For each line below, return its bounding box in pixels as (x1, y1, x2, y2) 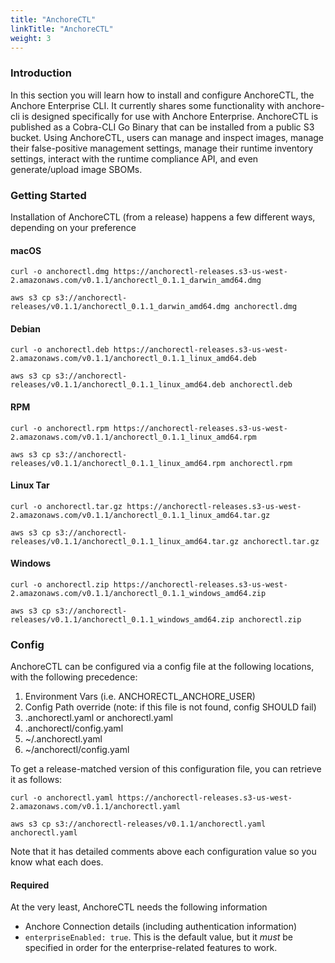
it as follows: (10, 774, 63, 786)
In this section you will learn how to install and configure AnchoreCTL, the (10, 89, 315, 101)
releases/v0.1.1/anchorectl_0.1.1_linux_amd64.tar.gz (10, 536, 240, 546)
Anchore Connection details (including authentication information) (24, 921, 298, 933)
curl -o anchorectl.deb (10, 345, 110, 355)
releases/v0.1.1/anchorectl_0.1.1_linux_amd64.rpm (10, 458, 226, 468)
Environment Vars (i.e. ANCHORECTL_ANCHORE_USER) (24, 691, 256, 703)
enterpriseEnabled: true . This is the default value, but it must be (24, 931, 294, 943)
